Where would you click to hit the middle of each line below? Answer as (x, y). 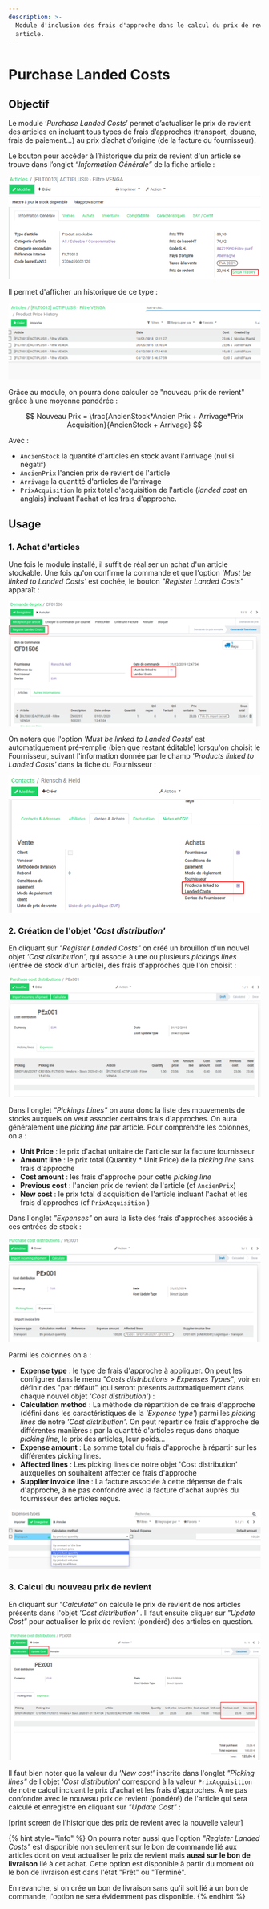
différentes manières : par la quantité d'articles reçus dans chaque (129, 1430)
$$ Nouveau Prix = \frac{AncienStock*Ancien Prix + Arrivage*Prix (134, 417)
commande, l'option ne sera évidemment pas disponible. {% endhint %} (127, 1896)
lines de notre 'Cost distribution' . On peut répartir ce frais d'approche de (139, 1422)
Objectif (29, 104)
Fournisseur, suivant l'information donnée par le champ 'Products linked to (131, 756)
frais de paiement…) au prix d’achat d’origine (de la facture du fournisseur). (132, 140)
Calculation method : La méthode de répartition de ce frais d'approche (137, 1404)
